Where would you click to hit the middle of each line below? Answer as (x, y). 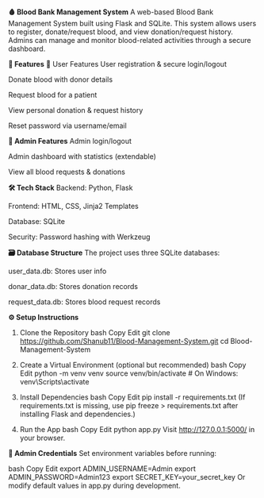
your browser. (42, 438)
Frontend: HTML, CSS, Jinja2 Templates (73, 206)
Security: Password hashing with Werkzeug (79, 237)
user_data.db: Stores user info (57, 271)
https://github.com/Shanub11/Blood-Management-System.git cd (124, 341)
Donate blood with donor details (61, 79)
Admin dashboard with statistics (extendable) (82, 156)
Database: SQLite (37, 221)
